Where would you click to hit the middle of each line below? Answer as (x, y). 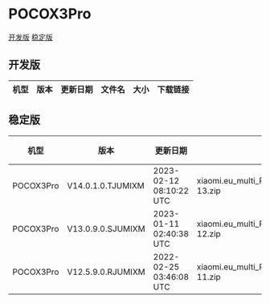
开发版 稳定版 (31, 37)
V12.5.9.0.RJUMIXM (106, 272)
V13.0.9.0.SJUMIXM (106, 228)
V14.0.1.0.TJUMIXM (106, 185)
